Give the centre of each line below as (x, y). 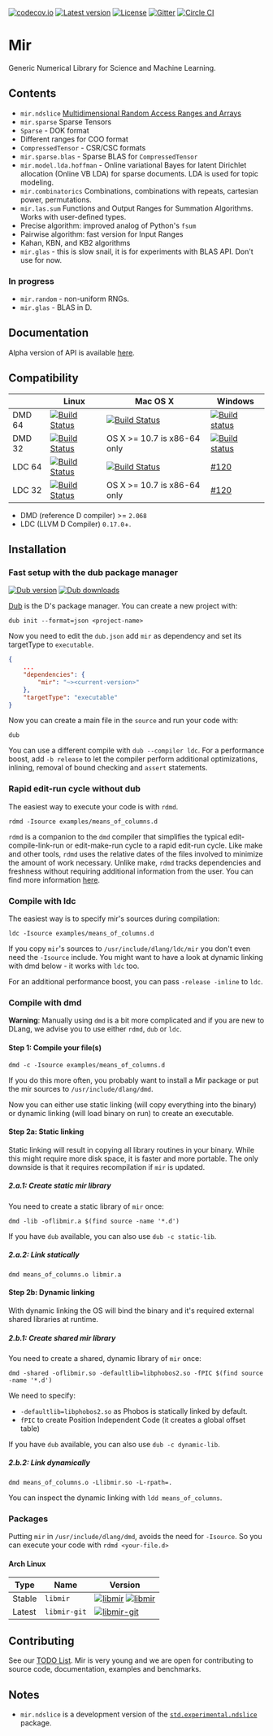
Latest (24, 1612)
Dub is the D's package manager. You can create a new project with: (123, 606)
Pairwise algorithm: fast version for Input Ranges (102, 234)
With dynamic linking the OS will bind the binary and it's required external (131, 1311)
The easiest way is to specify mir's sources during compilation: (114, 918)
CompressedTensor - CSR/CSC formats (83, 147)
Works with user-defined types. (73, 216)
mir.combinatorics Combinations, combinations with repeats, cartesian (139, 190)
